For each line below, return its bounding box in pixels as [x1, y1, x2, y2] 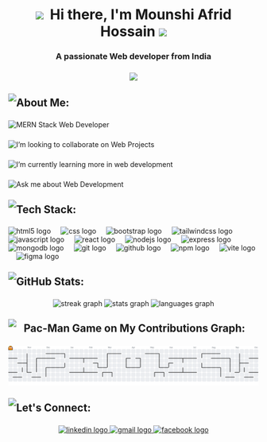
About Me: [16, 96, 70, 110]
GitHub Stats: [16, 274, 85, 288]
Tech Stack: [16, 203, 77, 216]
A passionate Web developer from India [55, 51, 212, 62]
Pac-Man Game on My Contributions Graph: [23, 322, 246, 335]
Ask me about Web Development [16, 180, 124, 189]
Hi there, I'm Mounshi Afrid [49, 6, 232, 24]
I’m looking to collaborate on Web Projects [16, 140, 155, 149]
